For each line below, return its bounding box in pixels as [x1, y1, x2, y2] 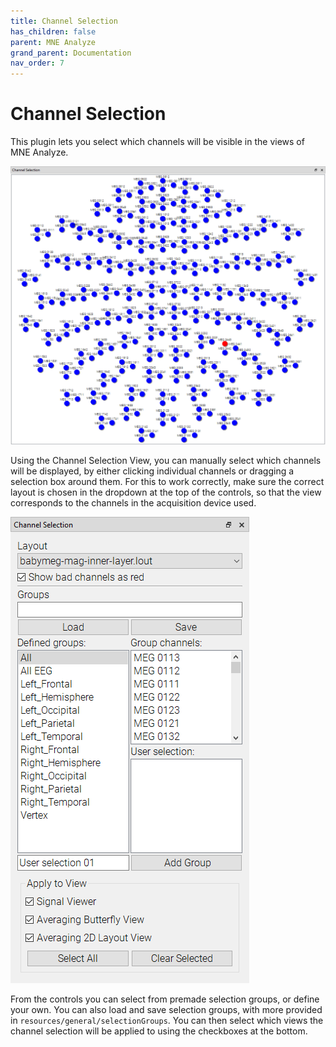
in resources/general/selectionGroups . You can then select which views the [10, 1015, 324, 1026]
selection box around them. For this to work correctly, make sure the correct [10, 476, 325, 487]
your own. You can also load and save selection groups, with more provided [10, 1004, 323, 1015]
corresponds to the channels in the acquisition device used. [10, 497, 257, 509]
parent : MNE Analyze [10, 37, 97, 47]
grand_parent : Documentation [10, 48, 132, 58]
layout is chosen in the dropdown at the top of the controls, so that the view [10, 486, 322, 498]
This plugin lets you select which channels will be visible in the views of [10, 136, 305, 148]
